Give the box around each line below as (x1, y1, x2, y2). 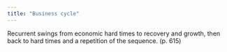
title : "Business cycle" (7, 10, 80, 17)
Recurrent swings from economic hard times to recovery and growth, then (7, 29, 221, 37)
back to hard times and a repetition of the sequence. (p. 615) (7, 36, 182, 45)
